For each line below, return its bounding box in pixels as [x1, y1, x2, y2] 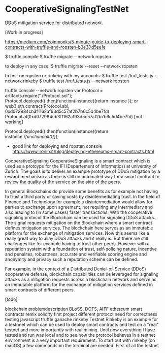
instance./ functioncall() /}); [5, 133, 59, 139]
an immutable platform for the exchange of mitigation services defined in [5, 282, 153, 288]
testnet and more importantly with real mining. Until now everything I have [5, 326, 155, 333]
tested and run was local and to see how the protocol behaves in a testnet [5, 332, 155, 338]
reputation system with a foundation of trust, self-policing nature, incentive [5, 246, 157, 252]
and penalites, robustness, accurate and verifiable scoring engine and [5, 251, 147, 257]
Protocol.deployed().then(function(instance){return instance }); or [5, 97, 138, 104]
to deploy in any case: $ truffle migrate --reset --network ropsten [5, 63, 138, 69]
